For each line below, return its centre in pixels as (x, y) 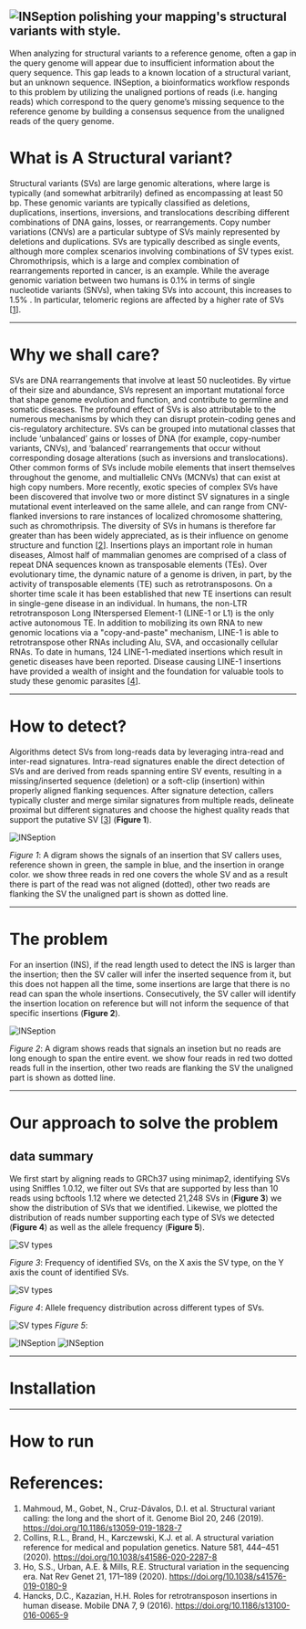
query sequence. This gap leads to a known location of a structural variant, (150, 72)
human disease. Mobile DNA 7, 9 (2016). (98, 1605)
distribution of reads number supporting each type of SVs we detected (142, 1217)
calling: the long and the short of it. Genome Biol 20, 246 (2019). (143, 1518)
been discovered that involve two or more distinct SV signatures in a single (149, 496)
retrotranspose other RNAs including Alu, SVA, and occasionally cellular (144, 642)
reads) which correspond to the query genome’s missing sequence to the (147, 101)
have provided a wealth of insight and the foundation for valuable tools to (147, 671)
